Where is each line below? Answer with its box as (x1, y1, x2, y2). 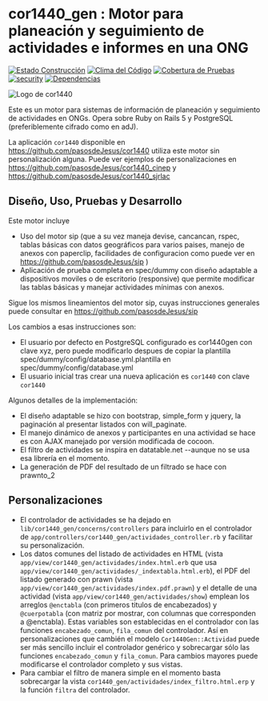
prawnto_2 (19, 470, 55, 480)
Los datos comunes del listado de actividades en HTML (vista (19, 549, 224, 559)
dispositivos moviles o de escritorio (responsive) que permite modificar (19, 274, 255, 283)
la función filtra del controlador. (19, 685, 130, 695)
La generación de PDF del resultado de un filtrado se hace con (19, 462, 227, 471)
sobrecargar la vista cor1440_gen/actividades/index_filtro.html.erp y (19, 676, 255, 686)
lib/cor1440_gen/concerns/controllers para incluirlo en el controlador (19, 523, 253, 533)
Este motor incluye (8, 215, 70, 225)
